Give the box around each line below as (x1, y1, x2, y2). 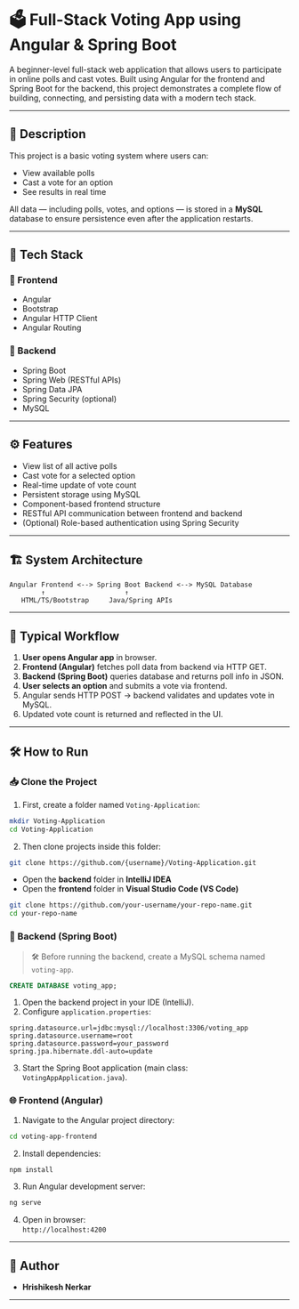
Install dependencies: (21, 1148, 101, 1159)
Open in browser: (21, 1215, 86, 1225)
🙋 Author (9, 1258, 60, 1273)
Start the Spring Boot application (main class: (21, 1063, 189, 1073)
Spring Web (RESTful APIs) (21, 374, 122, 385)
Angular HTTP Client (21, 313, 98, 324)
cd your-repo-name (9, 909, 77, 918)
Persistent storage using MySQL (21, 489, 141, 499)
